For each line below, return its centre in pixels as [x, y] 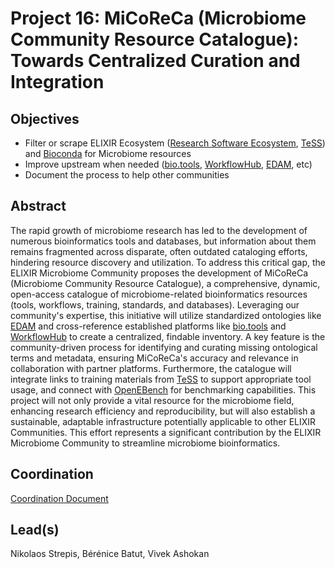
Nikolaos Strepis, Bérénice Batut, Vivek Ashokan [110, 554]
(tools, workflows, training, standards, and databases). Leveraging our [155, 304]
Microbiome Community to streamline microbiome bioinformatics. [145, 443]
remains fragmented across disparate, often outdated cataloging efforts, [159, 251]
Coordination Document [59, 498]
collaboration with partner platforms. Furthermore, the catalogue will [151, 368]
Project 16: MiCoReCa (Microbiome [158, 18]
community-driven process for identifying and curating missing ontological [164, 347]
